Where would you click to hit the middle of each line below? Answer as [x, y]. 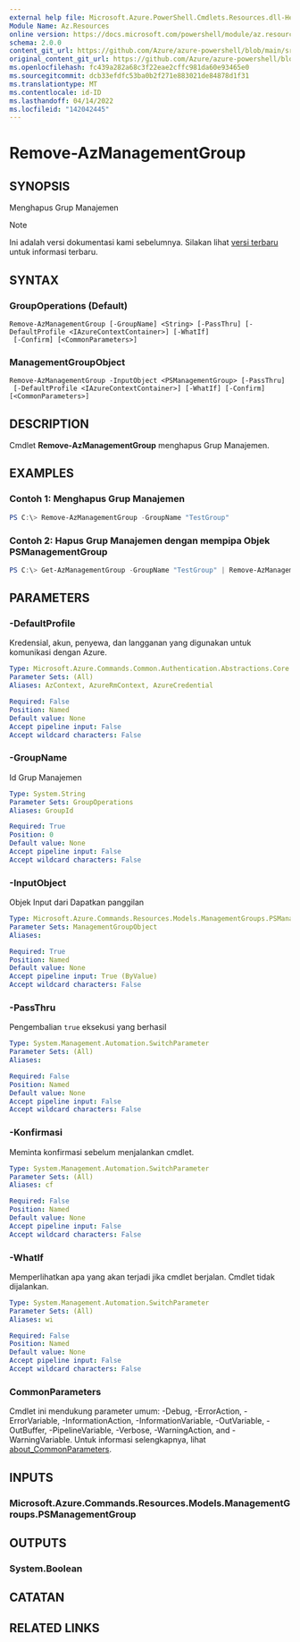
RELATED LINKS [54, 1628]
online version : [39, 34]
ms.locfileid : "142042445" [59, 109]
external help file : [48, 17]
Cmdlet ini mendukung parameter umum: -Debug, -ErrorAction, [126, 1411]
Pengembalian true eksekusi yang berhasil [88, 1027]
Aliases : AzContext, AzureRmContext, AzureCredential [112, 685]
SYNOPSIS [40, 186]
